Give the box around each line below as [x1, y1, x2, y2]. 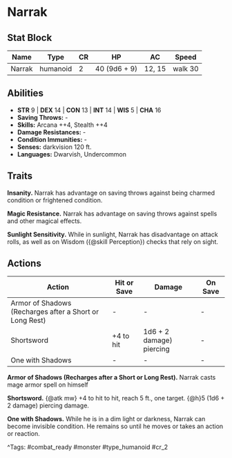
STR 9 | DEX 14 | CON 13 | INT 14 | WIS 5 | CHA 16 [17, 105, 162, 114]
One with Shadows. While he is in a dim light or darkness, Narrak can [7, 415, 206, 423]
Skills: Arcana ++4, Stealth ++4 [17, 121, 108, 129]
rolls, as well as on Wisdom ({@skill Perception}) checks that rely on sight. [7, 237, 219, 246]
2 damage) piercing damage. [7, 401, 90, 409]
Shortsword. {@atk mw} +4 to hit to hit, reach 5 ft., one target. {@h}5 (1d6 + [7, 394, 225, 403]
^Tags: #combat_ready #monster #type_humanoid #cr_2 [7, 443, 168, 451]
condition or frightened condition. [7, 195, 103, 204]
